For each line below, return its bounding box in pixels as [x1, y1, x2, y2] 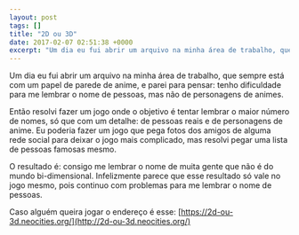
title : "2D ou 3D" [9, 29, 77, 38]
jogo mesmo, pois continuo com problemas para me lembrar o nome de [9, 180, 272, 191]
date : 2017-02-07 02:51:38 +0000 [9, 37, 133, 47]
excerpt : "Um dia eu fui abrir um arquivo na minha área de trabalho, [9, 46, 277, 55]
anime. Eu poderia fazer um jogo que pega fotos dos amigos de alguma [9, 125, 271, 136]
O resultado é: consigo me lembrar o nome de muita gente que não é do [9, 161, 274, 172]
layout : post [9, 12, 58, 22]
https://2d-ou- [181, 207, 234, 217]
